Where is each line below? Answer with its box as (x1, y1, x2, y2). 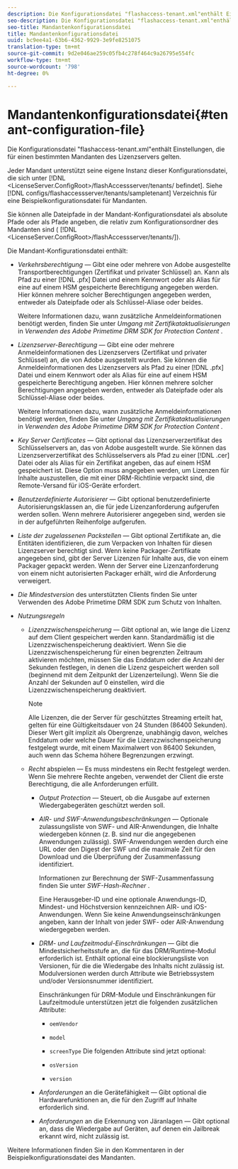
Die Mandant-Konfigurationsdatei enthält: (7, 246, 128, 256)
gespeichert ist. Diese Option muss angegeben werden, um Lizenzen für (17, 466, 229, 475)
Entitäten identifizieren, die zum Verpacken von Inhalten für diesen (17, 539, 212, 547)
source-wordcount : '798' (7, 63, 81, 70)
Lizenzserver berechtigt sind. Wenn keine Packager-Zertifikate (17, 547, 201, 555)
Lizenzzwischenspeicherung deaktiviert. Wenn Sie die (28, 640, 186, 649)
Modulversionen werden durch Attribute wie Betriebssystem (38, 970, 215, 978)
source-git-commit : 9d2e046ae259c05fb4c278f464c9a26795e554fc (7, 50, 195, 57)
